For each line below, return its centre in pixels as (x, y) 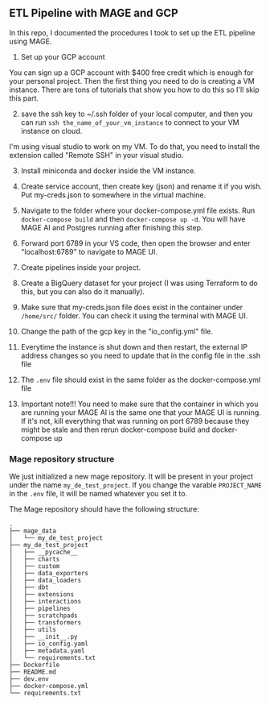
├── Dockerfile (35, 665)
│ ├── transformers (45, 623)
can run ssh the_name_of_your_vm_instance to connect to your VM (130, 122)
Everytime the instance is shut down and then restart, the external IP (134, 346)
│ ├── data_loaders (45, 581)
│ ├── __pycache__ (44, 552)
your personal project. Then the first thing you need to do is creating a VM (132, 81)
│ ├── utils (33, 630)
